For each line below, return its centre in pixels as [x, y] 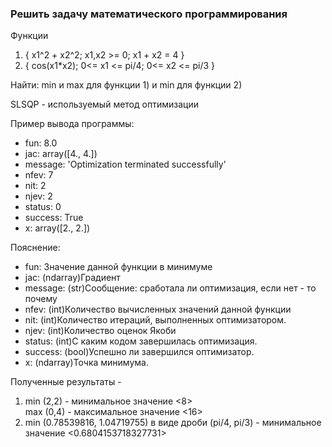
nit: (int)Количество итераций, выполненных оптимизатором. [155, 320]
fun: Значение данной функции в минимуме [118, 267]
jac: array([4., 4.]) [61, 154]
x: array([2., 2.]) [57, 228]
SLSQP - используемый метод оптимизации [104, 104]
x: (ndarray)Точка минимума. [86, 363]
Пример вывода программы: [72, 124]
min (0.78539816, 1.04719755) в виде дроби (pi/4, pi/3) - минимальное [173, 423]
